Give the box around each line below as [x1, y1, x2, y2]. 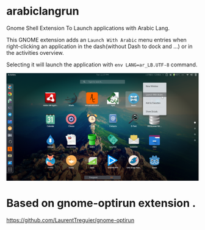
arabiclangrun [6, 4, 79, 18]
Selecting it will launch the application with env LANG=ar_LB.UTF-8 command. [6, 61, 198, 68]
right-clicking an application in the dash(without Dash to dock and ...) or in [6, 43, 193, 50]
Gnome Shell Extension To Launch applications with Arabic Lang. [6, 24, 170, 32]
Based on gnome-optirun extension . [6, 197, 196, 211]
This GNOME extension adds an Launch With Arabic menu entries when [6, 36, 187, 43]
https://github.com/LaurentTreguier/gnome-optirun [6, 216, 135, 223]
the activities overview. [6, 49, 64, 56]
